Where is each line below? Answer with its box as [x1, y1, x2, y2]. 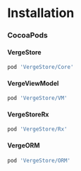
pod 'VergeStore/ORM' [7, 157, 71, 164]
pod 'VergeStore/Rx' [7, 126, 68, 133]
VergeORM [7, 140, 40, 150]
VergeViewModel [7, 79, 59, 87]
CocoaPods [7, 31, 48, 40]
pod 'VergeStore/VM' [7, 94, 68, 102]
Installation [7, 5, 75, 21]
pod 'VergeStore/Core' [7, 64, 74, 71]
